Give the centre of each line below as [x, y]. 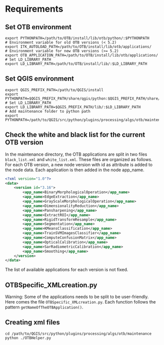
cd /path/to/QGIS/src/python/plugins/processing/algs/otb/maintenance [78, 334]
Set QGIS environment [40, 79]
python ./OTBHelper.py [28, 338]
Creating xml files [32, 322]
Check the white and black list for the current [75, 135]
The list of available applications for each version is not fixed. [67, 270]
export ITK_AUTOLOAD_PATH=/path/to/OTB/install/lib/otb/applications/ [78, 47]
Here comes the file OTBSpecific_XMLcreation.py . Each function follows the [81, 302]
